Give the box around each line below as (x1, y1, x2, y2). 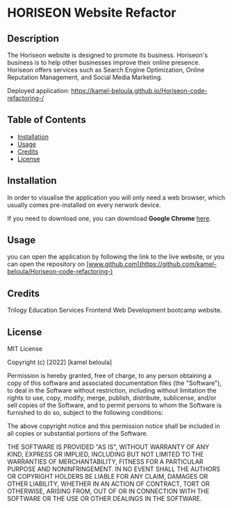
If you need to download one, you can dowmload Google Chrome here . (7, 214, 212, 222)
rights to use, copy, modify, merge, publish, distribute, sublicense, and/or (7, 394, 217, 402)
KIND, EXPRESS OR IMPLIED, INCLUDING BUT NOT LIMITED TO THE (7, 450, 204, 459)
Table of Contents (7, 114, 87, 126)
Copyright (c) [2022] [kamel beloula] (7, 358, 113, 366)
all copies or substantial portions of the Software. (7, 429, 148, 438)
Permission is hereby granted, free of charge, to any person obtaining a (7, 372, 212, 380)
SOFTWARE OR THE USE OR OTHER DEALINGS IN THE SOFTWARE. (7, 495, 202, 503)
